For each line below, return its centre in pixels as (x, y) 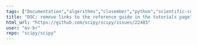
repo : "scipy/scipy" (31, 33)
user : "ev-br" (23, 28)
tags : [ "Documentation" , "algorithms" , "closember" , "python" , (81, 11)
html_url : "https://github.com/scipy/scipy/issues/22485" (78, 22)
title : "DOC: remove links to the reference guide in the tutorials (91, 17)
